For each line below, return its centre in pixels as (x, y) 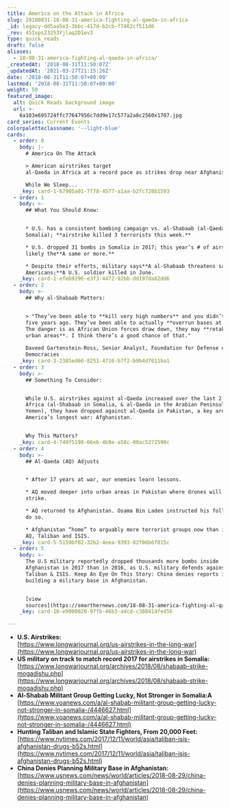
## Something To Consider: (64, 380)
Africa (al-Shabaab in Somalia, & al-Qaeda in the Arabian (111, 405)
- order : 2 (29, 285)
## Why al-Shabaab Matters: (65, 298)
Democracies (42, 355)
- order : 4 (29, 449)
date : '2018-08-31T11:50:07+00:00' (58, 77)
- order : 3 (29, 367)
